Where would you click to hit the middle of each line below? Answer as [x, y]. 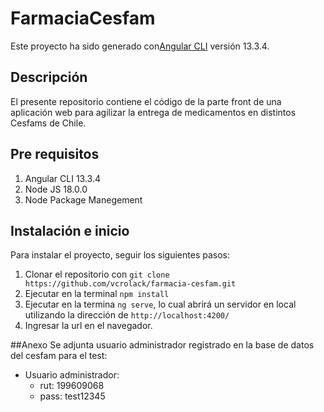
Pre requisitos [55, 154]
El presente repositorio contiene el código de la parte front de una [146, 101]
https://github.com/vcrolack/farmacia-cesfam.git [130, 284]
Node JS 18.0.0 [56, 189]
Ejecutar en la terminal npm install [97, 294]
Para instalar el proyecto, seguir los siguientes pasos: [120, 255]
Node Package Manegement [83, 199]
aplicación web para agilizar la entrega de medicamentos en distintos [153, 112]
